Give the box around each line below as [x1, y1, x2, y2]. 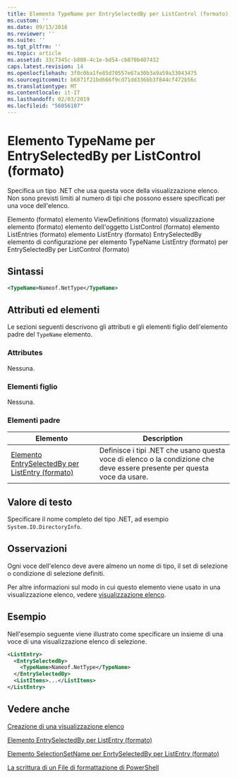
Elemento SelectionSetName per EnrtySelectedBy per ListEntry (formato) [7, 749, 220, 757]
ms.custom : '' [7, 17, 49, 24]
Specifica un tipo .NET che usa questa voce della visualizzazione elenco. [7, 186, 220, 194]
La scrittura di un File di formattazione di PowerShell [7, 763, 159, 772]
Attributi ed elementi [7, 303, 100, 315]
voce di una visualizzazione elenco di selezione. [7, 637, 147, 646]
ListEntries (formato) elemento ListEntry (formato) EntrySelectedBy [7, 230, 202, 238]
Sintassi [7, 266, 44, 278]
